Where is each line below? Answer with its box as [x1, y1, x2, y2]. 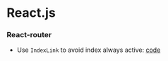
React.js [6, 5, 56, 21]
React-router [6, 30, 52, 40]
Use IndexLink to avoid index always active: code [16, 46, 161, 54]
